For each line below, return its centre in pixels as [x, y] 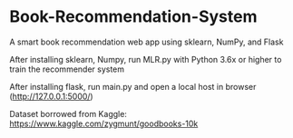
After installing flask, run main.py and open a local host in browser [133, 86]
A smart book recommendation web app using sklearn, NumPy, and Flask [146, 42]
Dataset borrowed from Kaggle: [68, 113]
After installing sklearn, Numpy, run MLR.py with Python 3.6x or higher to [146, 59]
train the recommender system [67, 69]
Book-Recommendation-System [133, 17]
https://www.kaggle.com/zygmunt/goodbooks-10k [104, 123]
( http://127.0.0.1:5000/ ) [51, 96]
